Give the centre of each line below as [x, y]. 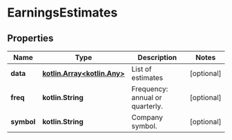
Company [147, 117]
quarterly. [147, 106]
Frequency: [150, 89]
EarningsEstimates [62, 13]
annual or [147, 98]
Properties [30, 38]
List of [142, 69]
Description [157, 58]
